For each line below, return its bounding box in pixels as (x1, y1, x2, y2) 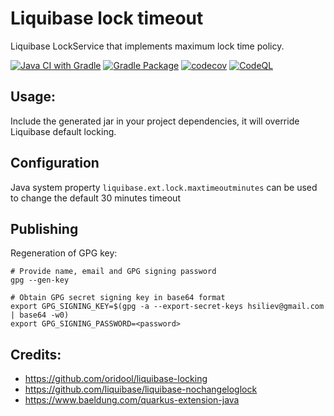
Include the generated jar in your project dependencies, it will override (10, 115, 300, 127)
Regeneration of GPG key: (10, 247, 118, 259)
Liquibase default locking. (10, 125, 117, 137)
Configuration (10, 155, 100, 172)
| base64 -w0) (10, 310, 70, 321)
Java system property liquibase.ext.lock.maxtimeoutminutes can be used (10, 181, 318, 193)
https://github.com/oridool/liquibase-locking (24, 373, 208, 385)
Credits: (10, 346, 62, 363)
